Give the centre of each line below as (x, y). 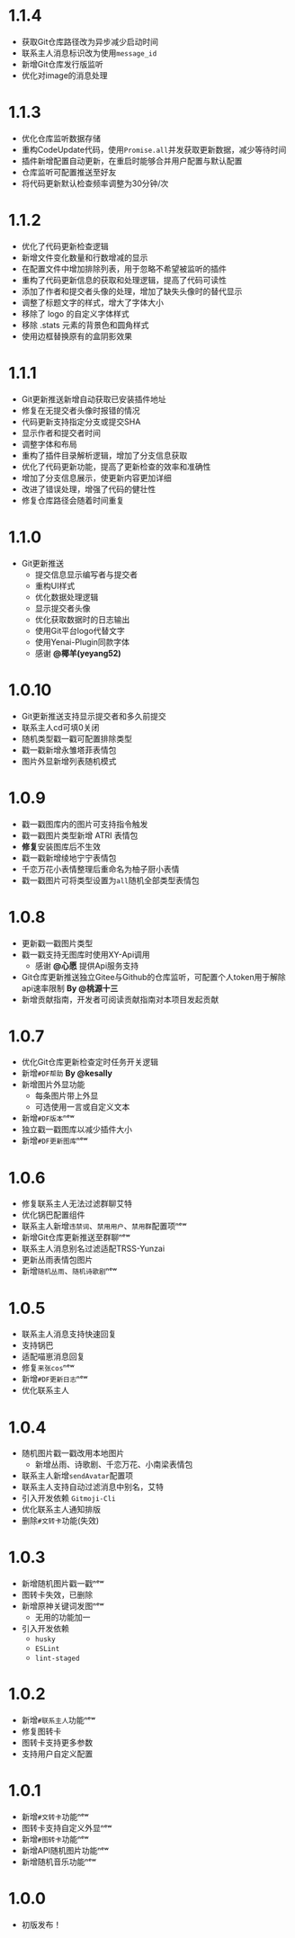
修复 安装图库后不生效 (61, 846)
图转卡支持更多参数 (57, 1743)
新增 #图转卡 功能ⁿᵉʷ (55, 1839)
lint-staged (57, 1659)
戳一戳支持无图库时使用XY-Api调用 (85, 954)
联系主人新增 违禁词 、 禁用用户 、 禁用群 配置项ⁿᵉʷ (104, 1226)
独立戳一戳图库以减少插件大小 (76, 1130)
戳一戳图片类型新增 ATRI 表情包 (80, 835)
